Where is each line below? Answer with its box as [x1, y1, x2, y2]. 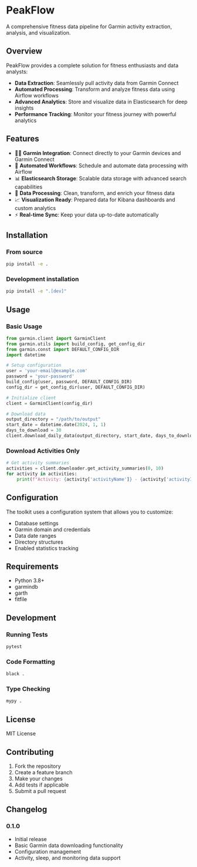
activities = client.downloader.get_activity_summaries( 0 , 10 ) [6, 465, 164, 471]
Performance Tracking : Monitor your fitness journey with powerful [14, 110, 177, 117]
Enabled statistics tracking [14, 544, 79, 552]
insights [14, 104, 34, 112]
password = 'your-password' [6, 373, 75, 379]
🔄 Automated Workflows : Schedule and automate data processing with [14, 162, 188, 169]
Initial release [14, 835, 47, 842]
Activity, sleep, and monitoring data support [14, 854, 121, 861]
